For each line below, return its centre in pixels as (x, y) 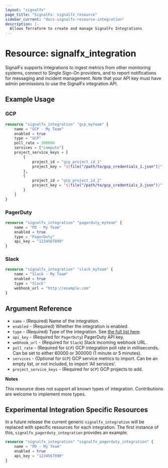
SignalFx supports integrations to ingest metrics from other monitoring (78, 68)
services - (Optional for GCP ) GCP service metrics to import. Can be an (85, 358)
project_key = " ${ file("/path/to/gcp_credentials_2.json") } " (97, 185)
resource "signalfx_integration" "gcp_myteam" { (57, 124)
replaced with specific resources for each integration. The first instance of (82, 427)
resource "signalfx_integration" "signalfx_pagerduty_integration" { (79, 442)
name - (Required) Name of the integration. (56, 321)
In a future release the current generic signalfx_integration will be (75, 422)
